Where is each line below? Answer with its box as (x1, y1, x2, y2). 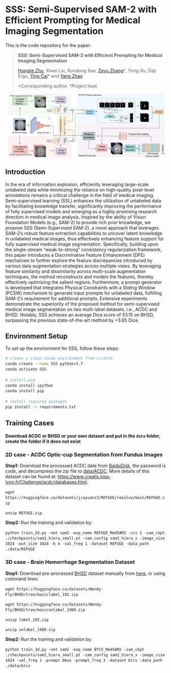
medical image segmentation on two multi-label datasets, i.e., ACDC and (5, 306, 157, 312)
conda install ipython (5, 383, 53, 388)
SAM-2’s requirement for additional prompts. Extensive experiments (5, 295, 148, 301)
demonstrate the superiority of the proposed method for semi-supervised (5, 301, 160, 307)
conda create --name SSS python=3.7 (5, 362, 83, 367)
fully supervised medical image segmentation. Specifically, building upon (5, 241, 159, 247)
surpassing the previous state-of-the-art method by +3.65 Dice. (5, 317, 139, 323)
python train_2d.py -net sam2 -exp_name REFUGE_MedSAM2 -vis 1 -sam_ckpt (5, 530, 165, 535)
